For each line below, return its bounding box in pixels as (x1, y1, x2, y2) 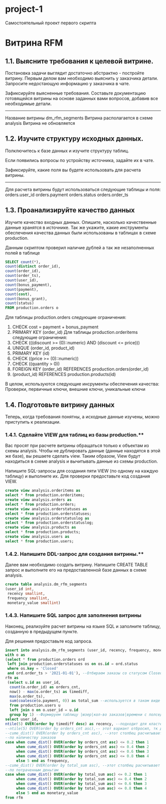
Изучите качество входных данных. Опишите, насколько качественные (5, 219, 157, 225)
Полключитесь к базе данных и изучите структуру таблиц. (5, 148, 129, 154)
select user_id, (5, 717, 39, 722)
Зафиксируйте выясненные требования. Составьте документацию (5, 90, 146, 96)
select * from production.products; (5, 530, 81, 535)
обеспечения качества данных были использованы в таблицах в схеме (5, 229, 157, 236)
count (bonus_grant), (5, 296, 48, 301)
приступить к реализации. (5, 419, 61, 425)
